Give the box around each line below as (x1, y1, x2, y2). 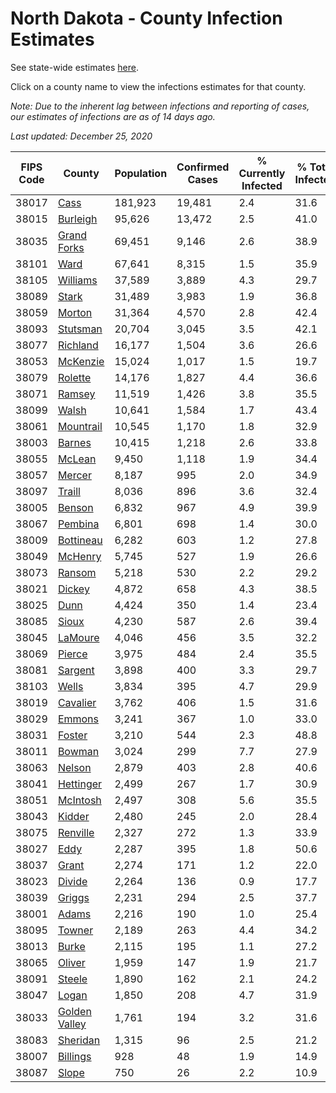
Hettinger (57, 777, 103, 791)
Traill (57, 484, 81, 498)
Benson (57, 500, 94, 514)
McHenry (57, 549, 102, 563)
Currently (238, 166, 286, 180)
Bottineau (57, 533, 103, 547)
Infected (241, 178, 283, 192)
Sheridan (57, 1033, 101, 1047)
